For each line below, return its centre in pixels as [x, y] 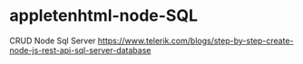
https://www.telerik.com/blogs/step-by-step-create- [195, 41]
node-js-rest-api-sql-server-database [80, 50]
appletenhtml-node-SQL [103, 16]
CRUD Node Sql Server [53, 41]
